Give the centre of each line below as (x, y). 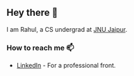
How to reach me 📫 (40, 48)
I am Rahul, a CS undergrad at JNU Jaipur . (67, 29)
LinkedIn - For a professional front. (66, 66)
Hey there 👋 (32, 13)
